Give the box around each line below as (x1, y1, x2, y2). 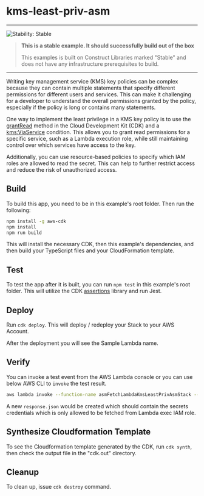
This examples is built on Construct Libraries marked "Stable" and (21, 54, 186, 61)
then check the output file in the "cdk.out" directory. (6, 449, 137, 456)
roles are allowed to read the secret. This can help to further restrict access (6, 160, 195, 167)
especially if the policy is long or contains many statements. (6, 104, 156, 111)
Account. (6, 328, 29, 335)
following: (6, 206, 31, 214)
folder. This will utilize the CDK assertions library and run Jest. (6, 288, 162, 295)
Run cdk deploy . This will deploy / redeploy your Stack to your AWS (6, 321, 175, 328)
